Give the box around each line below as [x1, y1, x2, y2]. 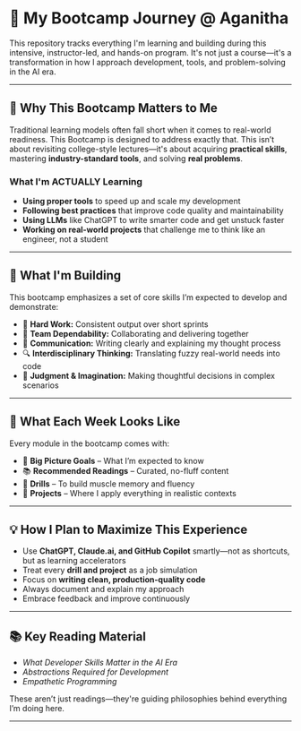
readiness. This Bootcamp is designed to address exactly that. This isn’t [9, 133, 275, 144]
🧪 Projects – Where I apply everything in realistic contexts [21, 487, 237, 498]
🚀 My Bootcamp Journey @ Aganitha [9, 8, 289, 29]
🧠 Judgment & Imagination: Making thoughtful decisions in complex [21, 370, 276, 381]
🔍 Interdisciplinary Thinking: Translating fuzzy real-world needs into [21, 348, 280, 358]
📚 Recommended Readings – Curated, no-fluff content [21, 465, 229, 476]
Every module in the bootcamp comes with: [9, 438, 170, 449]
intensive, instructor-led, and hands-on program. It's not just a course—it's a [9, 47, 292, 57]
